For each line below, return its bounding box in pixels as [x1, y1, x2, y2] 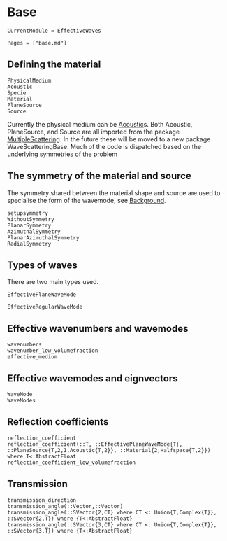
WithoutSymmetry [7, 216, 54, 223]
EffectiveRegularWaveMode [7, 304, 82, 311]
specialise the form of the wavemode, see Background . [7, 196, 166, 204]
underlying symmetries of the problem [7, 150, 117, 158]
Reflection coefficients [7, 416, 109, 428]
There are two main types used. [7, 278, 99, 286]
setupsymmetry [7, 209, 49, 217]
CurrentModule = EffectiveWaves [7, 27, 101, 34]
